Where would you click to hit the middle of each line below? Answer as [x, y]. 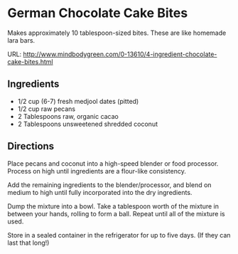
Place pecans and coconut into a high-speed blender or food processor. [113, 163]
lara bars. [21, 40]
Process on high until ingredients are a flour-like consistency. [97, 171]
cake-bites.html [30, 61]
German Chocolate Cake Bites [98, 13]
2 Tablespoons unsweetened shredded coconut [88, 124]
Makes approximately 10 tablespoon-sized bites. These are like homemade [117, 33]
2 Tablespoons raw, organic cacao [68, 116]
